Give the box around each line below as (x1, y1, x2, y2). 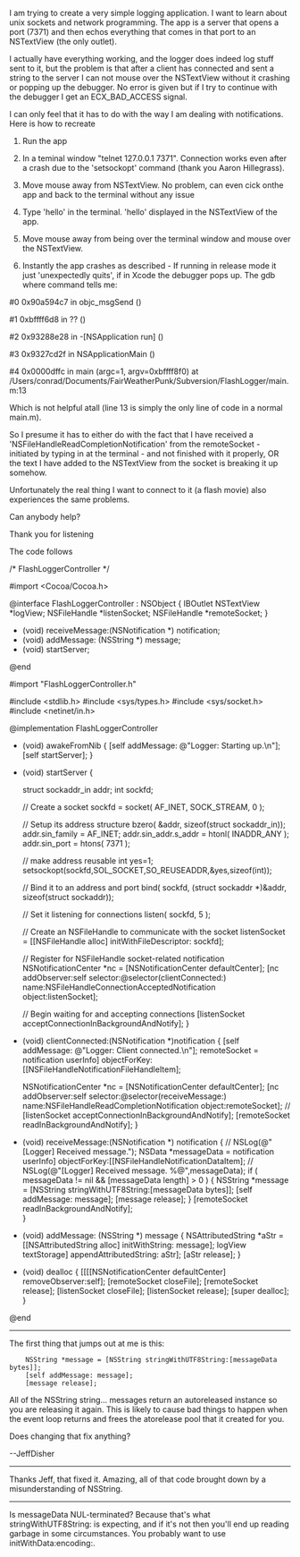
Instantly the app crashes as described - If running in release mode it (21, 260, 277, 271)
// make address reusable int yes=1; (21, 855, 154, 866)
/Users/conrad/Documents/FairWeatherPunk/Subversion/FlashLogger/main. (9, 376, 289, 386)
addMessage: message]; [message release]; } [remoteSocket (21, 1194, 248, 1204)
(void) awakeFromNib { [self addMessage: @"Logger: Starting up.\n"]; (21, 740, 281, 751)
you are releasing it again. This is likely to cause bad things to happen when (9, 1404, 288, 1415)
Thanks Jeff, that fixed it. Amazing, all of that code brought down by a (9, 1474, 266, 1485)
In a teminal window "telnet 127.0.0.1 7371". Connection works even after (21, 153, 287, 164)
